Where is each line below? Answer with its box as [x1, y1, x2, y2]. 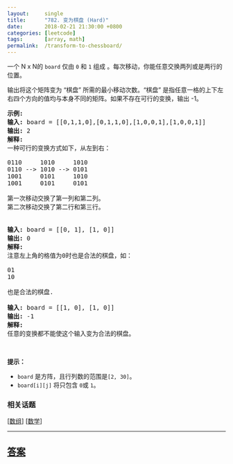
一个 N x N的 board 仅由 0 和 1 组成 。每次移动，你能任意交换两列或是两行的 [7, 62, 223, 70]
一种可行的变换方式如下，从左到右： [7, 144, 111, 152]
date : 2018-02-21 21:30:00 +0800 [7, 23, 123, 30]
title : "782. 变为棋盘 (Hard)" [7, 17, 109, 24]
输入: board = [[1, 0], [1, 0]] [7, 304, 115, 311]
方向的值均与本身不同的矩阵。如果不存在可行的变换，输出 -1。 [25, 94, 203, 103]
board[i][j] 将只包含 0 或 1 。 [17, 381, 100, 389]
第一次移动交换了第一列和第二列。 [7, 195, 105, 202]
